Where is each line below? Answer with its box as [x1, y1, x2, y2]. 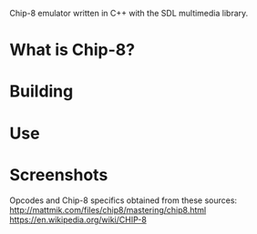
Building [9, 81, 74, 102]
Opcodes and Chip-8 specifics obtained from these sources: [9, 195, 238, 206]
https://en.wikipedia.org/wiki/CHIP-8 [9, 214, 148, 225]
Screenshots [9, 164, 108, 185]
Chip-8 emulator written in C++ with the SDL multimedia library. [9, 8, 249, 18]
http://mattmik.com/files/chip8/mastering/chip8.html [9, 204, 207, 215]
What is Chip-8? [9, 40, 135, 60]
